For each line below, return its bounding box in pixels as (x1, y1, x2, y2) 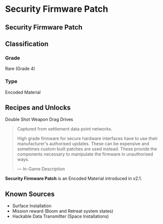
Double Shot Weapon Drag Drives (5, 117, 74, 123)
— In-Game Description (17, 166, 65, 172)
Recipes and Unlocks (5, 103, 71, 112)
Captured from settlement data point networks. (17, 126, 112, 132)
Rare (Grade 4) (5, 65, 35, 72)
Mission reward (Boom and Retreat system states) (12, 208, 114, 214)
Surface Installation (12, 203, 52, 209)
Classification (5, 39, 49, 48)
